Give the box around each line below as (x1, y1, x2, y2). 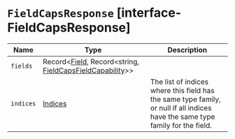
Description (167, 45, 208, 54)
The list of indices (150, 77, 209, 87)
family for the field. (150, 120, 212, 130)
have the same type (150, 112, 215, 122)
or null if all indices (150, 103, 212, 112)
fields (10, 61, 33, 70)
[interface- (116, 5, 182, 21)
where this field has (150, 85, 215, 95)
